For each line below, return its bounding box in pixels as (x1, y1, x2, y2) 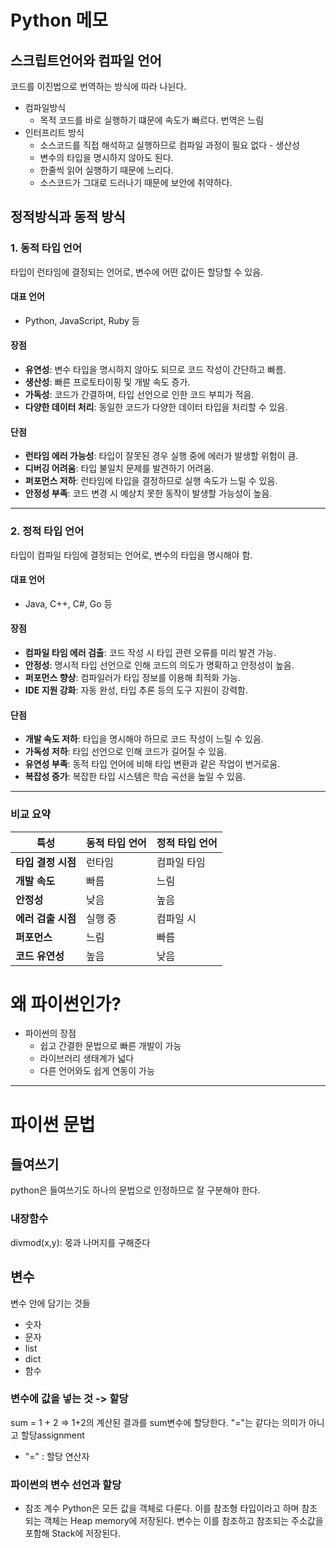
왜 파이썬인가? (10, 992, 122, 1015)
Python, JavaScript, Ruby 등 (24, 314, 140, 326)
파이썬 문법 (10, 1113, 96, 1136)
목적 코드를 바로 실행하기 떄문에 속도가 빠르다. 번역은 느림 (39, 114, 265, 126)
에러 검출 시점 (15, 911, 77, 925)
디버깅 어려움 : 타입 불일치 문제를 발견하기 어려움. (24, 462, 215, 475)
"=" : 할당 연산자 (24, 1450, 90, 1462)
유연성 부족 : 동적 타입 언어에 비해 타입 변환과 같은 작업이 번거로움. (24, 758, 281, 770)
